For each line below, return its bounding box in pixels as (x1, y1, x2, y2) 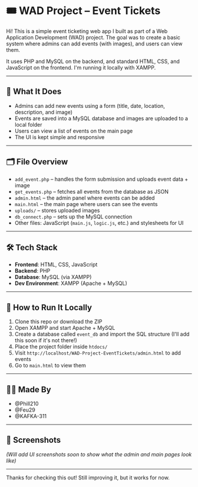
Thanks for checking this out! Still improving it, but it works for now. (6, 474, 170, 481)
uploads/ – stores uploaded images (14, 207, 100, 214)
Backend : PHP (14, 267, 51, 274)
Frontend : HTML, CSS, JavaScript (14, 261, 98, 268)
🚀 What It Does (6, 87, 62, 97)
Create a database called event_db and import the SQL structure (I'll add (14, 330, 190, 338)
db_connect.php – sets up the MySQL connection (14, 213, 133, 220)
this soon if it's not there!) (14, 337, 78, 344)
